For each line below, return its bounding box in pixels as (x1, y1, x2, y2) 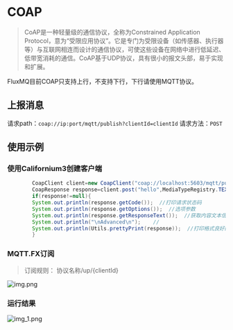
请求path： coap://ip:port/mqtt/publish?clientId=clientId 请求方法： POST (7, 119, 223, 127)
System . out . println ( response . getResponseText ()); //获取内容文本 (32, 212, 222, 219)
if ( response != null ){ (32, 193, 92, 200)
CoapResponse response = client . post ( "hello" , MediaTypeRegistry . (32, 186, 218, 194)
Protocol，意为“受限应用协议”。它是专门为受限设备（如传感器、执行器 (24, 36, 224, 45)
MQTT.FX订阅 (7, 249, 55, 259)
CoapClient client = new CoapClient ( (32, 180, 135, 187)
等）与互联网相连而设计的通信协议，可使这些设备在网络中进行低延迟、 (24, 45, 225, 53)
